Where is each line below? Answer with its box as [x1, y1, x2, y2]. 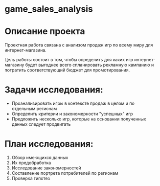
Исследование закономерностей [11, 165, 81, 171]
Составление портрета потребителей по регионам [11, 170, 118, 176]
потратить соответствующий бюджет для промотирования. [4, 67, 130, 73]
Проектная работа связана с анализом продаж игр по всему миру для [4, 42, 153, 48]
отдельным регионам [11, 106, 57, 112]
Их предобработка [11, 160, 51, 165]
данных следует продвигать [11, 121, 71, 127]
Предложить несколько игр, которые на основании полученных [11, 116, 146, 122]
